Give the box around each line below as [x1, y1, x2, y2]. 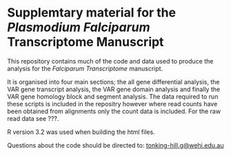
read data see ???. [7, 114, 59, 122]
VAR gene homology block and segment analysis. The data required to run [7, 92, 219, 101]
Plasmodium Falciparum [7, 19, 150, 35]
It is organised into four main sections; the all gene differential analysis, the [7, 77, 220, 86]
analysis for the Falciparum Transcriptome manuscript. [7, 64, 163, 72]
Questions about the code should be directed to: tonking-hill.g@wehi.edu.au [7, 141, 224, 149]
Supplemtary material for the [7, 5, 177, 21]
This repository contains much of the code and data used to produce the [7, 57, 214, 65]
